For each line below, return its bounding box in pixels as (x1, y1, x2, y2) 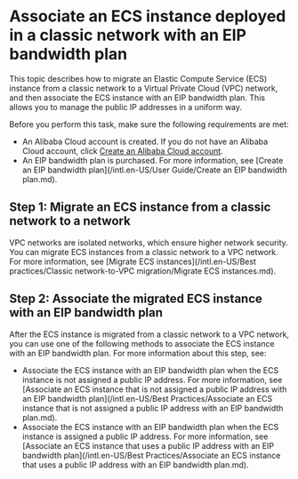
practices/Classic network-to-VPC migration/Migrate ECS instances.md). (9, 265, 277, 276)
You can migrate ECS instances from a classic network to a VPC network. (9, 246, 278, 257)
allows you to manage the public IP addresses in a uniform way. (9, 101, 243, 112)
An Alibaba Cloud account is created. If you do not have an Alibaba (21, 136, 269, 147)
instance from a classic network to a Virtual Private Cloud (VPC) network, (9, 83, 278, 93)
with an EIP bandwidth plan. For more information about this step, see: (9, 347, 267, 358)
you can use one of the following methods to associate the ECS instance (9, 338, 275, 348)
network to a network (9, 213, 131, 228)
